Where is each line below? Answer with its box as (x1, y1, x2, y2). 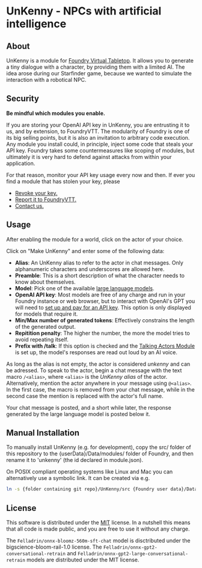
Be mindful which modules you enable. (6, 110, 105, 117)
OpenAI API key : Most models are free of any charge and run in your (14, 291, 186, 298)
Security (6, 93, 39, 104)
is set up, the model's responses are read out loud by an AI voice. (14, 348, 177, 356)
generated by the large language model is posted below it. (6, 410, 150, 417)
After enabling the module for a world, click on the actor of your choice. (6, 236, 183, 243)
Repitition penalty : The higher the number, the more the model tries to (14, 329, 191, 337)
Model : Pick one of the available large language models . (14, 284, 155, 292)
